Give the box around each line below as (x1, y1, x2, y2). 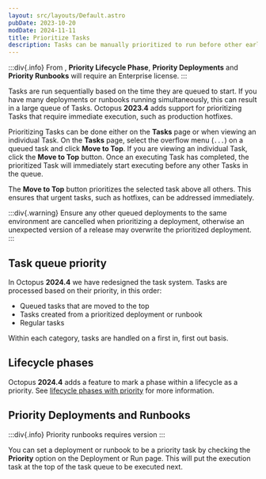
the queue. (8, 169, 44, 179)
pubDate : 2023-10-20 (8, 19, 77, 27)
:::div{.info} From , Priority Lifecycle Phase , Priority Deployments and (8, 63, 239, 72)
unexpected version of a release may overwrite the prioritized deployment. (8, 225, 252, 234)
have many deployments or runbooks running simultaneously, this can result (8, 95, 257, 105)
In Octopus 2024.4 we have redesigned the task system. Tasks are (8, 277, 228, 287)
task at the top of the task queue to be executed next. (8, 462, 184, 471)
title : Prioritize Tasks (8, 33, 90, 42)
